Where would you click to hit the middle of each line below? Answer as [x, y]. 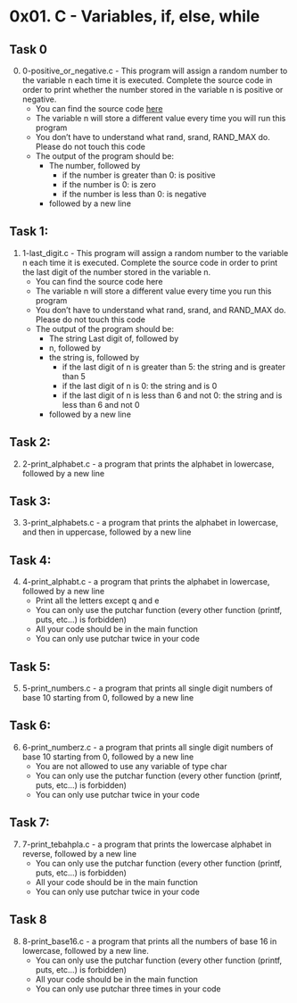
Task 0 [28, 50]
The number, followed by [95, 166]
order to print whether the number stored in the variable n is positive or [153, 90]
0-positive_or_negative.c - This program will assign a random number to [155, 70]
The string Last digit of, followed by [114, 338]
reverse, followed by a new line [79, 853]
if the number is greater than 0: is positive [139, 175]
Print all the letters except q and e [97, 601]
